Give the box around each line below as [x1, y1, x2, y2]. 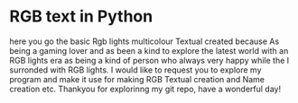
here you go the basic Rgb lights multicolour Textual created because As [9, 36, 280, 47]
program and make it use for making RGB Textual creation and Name [9, 73, 265, 84]
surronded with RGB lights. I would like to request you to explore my [9, 64, 262, 75]
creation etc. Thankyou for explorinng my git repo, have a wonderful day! [9, 83, 282, 94]
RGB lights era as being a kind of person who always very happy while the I [9, 55, 290, 65]
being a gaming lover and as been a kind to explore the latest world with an [9, 45, 289, 56]
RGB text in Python [9, 6, 154, 27]
